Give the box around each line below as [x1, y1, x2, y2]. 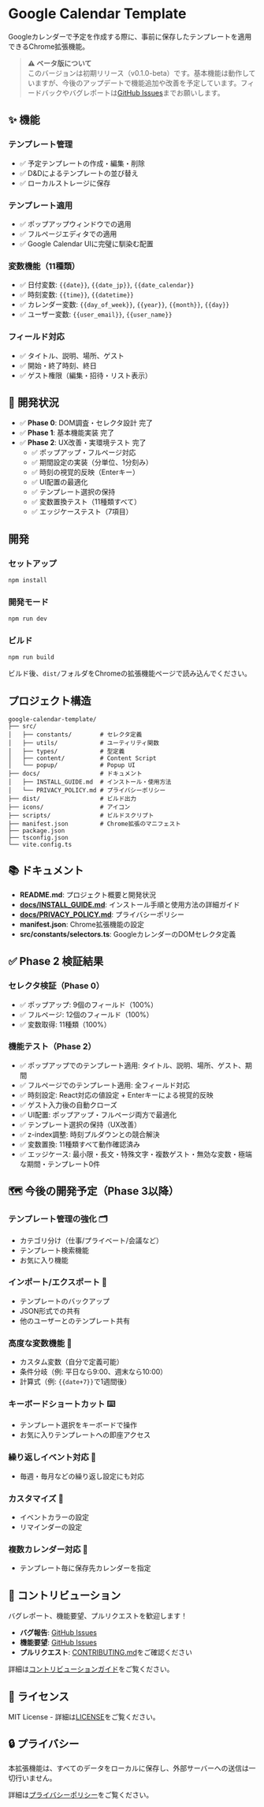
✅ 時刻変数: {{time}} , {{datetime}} [19, 290, 134, 300]
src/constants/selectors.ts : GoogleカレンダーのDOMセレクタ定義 [19, 929, 236, 939]
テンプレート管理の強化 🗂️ [8, 1214, 108, 1225]
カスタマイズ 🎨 [8, 1493, 65, 1504]
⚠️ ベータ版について [27, 58, 92, 68]
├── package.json [8, 827, 65, 835]
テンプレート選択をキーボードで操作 [19, 1420, 138, 1430]
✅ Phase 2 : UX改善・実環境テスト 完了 [19, 438, 147, 447]
